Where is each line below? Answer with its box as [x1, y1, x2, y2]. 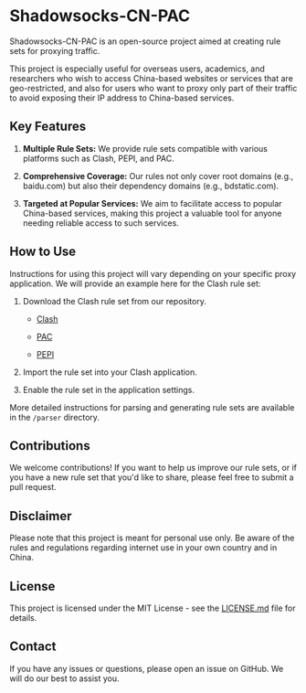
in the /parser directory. [9, 411, 100, 422]
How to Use [9, 244, 77, 260]
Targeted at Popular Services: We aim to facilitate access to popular [22, 197, 282, 208]
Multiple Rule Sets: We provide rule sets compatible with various [22, 143, 268, 154]
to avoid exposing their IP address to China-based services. [9, 92, 235, 103]
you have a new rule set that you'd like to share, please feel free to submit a [9, 472, 294, 483]
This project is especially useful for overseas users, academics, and [9, 63, 265, 74]
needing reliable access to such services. [22, 217, 180, 229]
